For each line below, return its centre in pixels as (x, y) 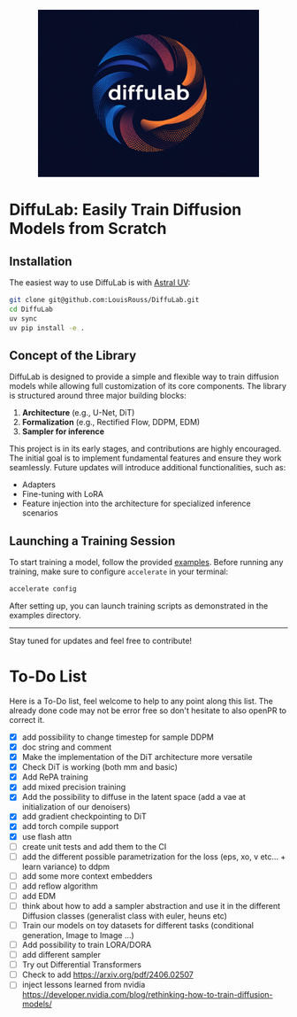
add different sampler (61, 955)
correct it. (27, 719)
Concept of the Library (73, 355)
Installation (41, 261)
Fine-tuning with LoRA (63, 494)
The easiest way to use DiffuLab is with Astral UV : (100, 283)
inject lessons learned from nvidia (84, 985)
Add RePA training (55, 777)
